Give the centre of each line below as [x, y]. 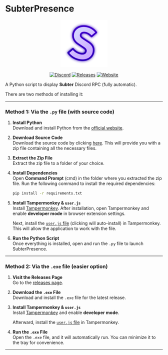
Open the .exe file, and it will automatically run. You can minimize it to [84, 337]
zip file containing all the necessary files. [54, 148]
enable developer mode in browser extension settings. [69, 213]
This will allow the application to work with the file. [64, 228]
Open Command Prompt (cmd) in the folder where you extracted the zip [87, 178]
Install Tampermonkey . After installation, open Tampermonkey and [80, 208]
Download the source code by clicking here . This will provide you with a [86, 143]
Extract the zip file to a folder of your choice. [58, 163]
